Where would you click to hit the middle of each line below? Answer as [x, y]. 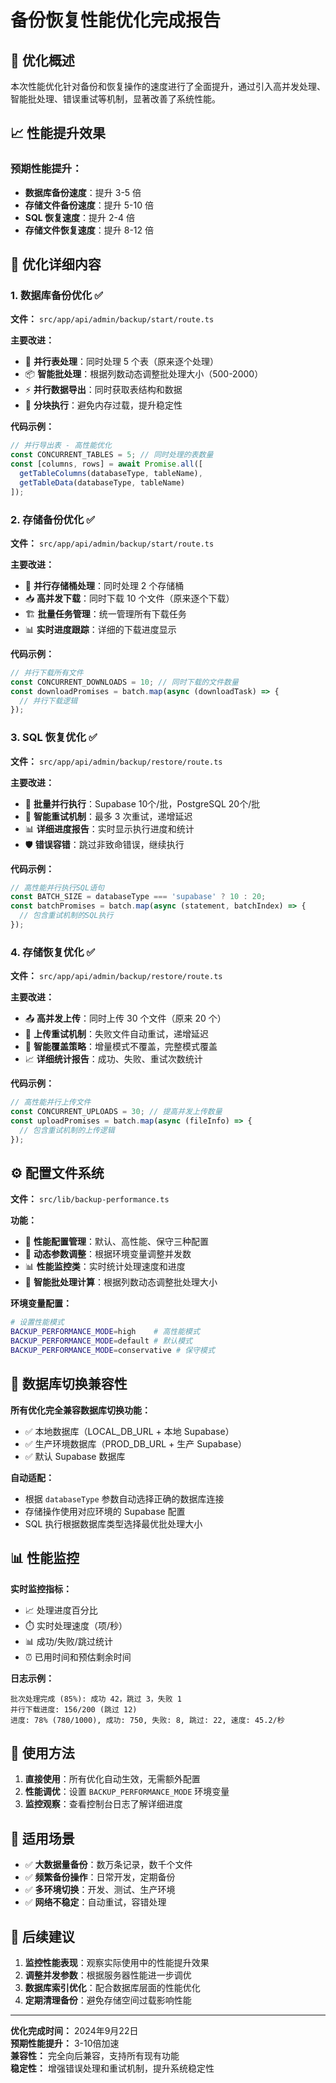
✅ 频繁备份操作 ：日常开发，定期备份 [100, 1877]
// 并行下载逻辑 [48, 701]
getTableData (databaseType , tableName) [102, 482]
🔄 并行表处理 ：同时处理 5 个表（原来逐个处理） [122, 362]
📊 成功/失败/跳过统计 [68, 1641]
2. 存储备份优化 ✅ [53, 519]
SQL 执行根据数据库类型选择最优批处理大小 [113, 1523]
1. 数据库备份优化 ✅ [57, 295]
